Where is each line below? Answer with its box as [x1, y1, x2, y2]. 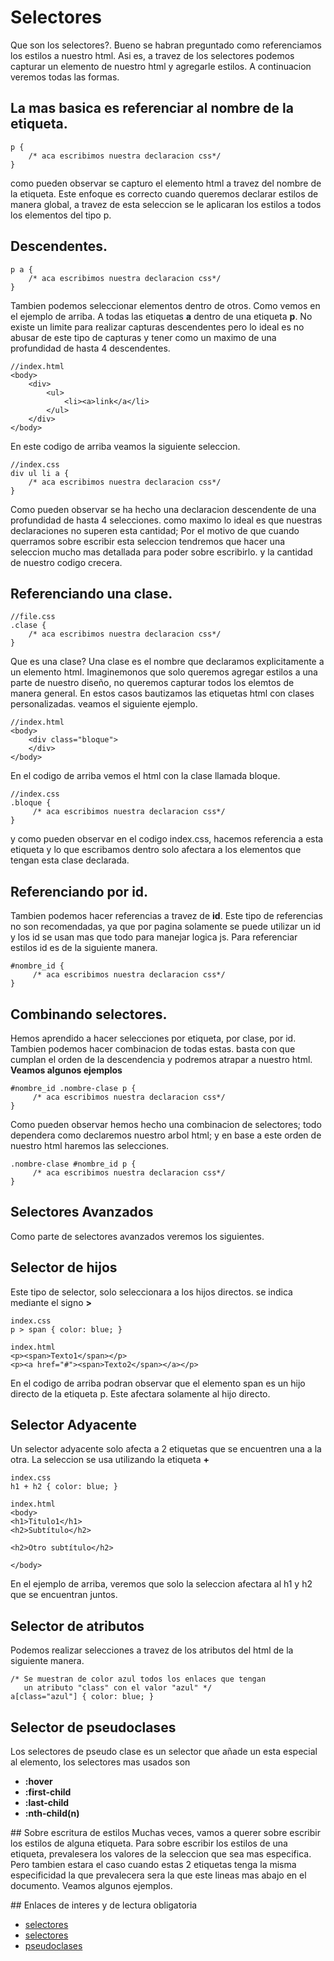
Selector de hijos [10, 1259, 118, 1276]
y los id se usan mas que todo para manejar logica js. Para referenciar [10, 931, 298, 943]
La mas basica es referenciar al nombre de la [10, 100, 294, 117]
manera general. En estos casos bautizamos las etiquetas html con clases [10, 687, 315, 700]
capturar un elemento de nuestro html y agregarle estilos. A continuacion [10, 60, 312, 72]
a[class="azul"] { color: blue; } [10, 1692, 155, 1702]
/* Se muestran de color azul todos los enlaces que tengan [10, 1674, 267, 1685]
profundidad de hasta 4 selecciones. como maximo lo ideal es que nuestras [10, 514, 323, 526]
